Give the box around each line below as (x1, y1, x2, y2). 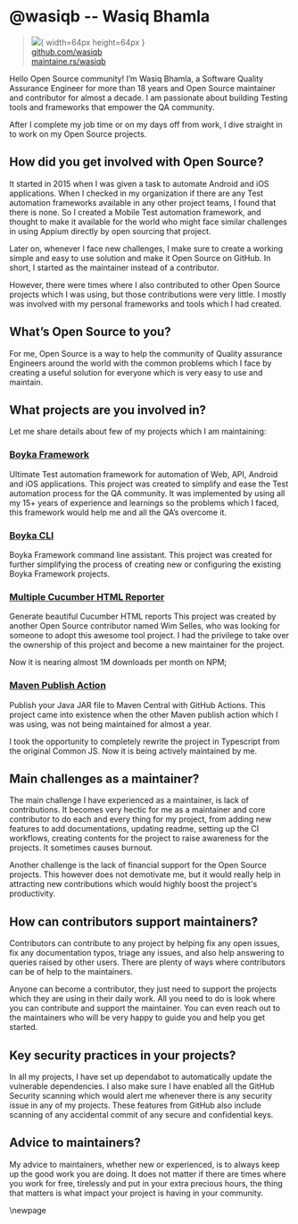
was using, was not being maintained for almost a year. (9, 718, 212, 730)
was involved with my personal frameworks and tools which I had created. (9, 298, 282, 309)
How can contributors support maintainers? (9, 914, 259, 929)
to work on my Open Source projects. (9, 128, 147, 139)
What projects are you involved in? (9, 402, 207, 418)
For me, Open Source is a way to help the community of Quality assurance (9, 348, 283, 359)
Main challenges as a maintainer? (9, 771, 200, 786)
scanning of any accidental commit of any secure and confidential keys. (9, 1110, 274, 1119)
